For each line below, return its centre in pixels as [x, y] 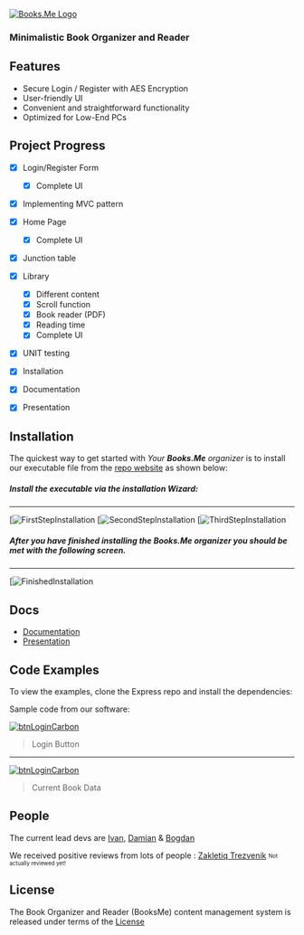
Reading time [61, 325]
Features [35, 66]
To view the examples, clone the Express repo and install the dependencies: [151, 691]
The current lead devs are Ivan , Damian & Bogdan [102, 837]
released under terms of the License [77, 921]
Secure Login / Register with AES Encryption [105, 88]
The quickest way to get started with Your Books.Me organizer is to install [147, 458]
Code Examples [54, 670]
